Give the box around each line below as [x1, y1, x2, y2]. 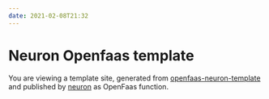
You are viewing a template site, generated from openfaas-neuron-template [8, 73, 261, 83]
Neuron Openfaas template [8, 46, 194, 64]
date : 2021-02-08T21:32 [8, 11, 89, 20]
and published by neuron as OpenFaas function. [8, 81, 169, 91]
